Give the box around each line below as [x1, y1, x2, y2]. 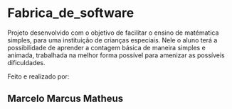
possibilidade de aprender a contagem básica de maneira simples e [7, 43, 206, 52]
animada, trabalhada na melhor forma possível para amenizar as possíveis [7, 51, 226, 59]
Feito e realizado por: [7, 72, 70, 81]
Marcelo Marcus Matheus [7, 93, 124, 105]
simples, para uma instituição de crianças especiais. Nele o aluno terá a [7, 35, 218, 44]
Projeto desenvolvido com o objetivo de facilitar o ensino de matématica [7, 28, 219, 37]
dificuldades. [7, 58, 46, 67]
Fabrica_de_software [7, 5, 135, 21]
